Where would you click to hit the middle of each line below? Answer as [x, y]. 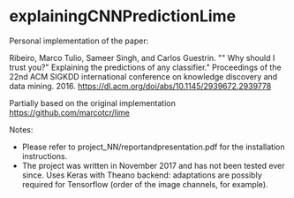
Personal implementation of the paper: [79, 41]
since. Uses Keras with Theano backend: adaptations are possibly [142, 175]
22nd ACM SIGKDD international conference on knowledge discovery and [143, 76]
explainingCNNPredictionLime [123, 16]
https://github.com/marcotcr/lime [69, 112]
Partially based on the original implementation [93, 103]
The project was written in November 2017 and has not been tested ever [153, 165]
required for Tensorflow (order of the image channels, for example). [145, 184]
